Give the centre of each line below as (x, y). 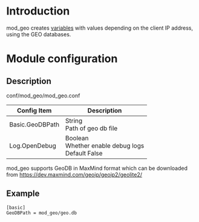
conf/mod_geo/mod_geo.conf (43, 96)
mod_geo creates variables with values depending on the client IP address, (100, 28)
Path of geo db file (91, 128)
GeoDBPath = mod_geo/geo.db (42, 213)
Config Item (34, 110)
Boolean (77, 138)
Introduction (38, 11)
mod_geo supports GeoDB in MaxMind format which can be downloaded (97, 168)
